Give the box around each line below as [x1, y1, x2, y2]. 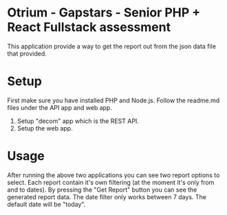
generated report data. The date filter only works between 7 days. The [7, 192, 206, 201]
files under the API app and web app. [7, 103, 112, 111]
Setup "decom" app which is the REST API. [17, 117, 140, 125]
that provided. [7, 49, 47, 58]
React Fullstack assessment [7, 19, 171, 35]
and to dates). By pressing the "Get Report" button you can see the [7, 185, 197, 194]
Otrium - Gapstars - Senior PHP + [7, 5, 201, 21]
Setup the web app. [17, 124, 74, 132]
